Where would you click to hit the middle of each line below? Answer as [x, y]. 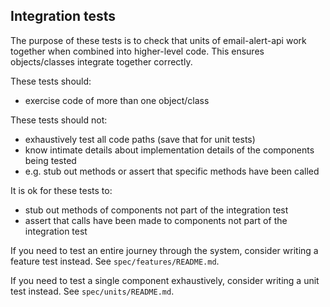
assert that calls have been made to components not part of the [156, 220]
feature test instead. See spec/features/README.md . [115, 261]
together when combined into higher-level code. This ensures [137, 51]
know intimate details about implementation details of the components [169, 150]
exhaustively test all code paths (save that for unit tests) [140, 139]
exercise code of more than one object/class [117, 100]
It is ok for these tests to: [61, 190]
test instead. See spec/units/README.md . [92, 291]
